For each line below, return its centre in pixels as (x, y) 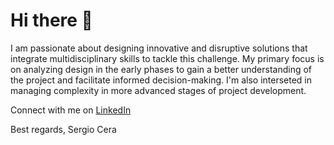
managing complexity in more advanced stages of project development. (158, 90)
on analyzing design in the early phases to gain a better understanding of (161, 69)
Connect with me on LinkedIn (71, 110)
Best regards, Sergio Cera (63, 129)
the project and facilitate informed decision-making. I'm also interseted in (161, 80)
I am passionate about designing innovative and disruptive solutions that (159, 48)
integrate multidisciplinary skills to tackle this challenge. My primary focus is (167, 58)
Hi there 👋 (51, 20)
